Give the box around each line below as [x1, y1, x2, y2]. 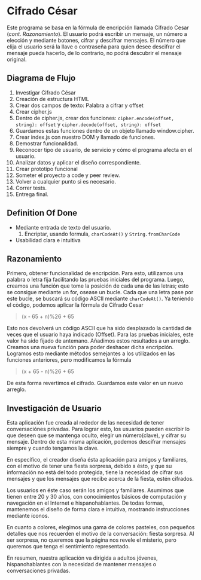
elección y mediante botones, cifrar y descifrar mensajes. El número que [7, 36, 186, 44]
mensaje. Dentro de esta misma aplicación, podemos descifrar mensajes [7, 438, 186, 445]
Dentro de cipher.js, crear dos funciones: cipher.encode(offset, [15, 114, 174, 121]
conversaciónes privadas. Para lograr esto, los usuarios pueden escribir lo [7, 426, 190, 433]
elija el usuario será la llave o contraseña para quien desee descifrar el [7, 43, 181, 50]
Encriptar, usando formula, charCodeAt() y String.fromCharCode [24, 230, 181, 237]
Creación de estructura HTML [15, 95, 89, 102]
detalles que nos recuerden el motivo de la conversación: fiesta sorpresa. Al [7, 530, 194, 538]
